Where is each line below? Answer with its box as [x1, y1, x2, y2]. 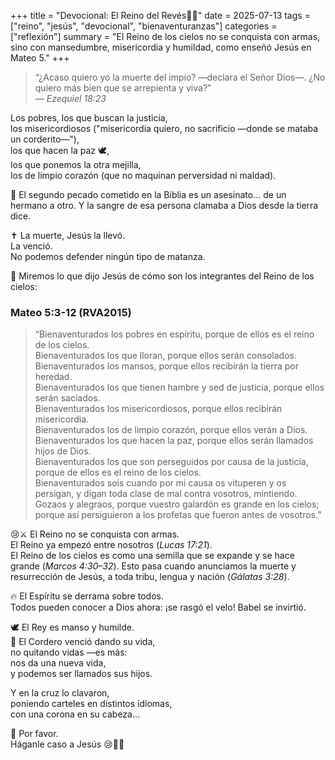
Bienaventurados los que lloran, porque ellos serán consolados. [34, 350, 297, 362]
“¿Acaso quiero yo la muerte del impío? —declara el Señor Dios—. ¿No [34, 71, 326, 83]
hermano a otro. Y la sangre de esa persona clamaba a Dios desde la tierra [10, 200, 319, 211]
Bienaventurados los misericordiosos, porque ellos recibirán [34, 403, 283, 415]
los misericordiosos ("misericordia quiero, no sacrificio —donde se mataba [10, 123, 319, 134]
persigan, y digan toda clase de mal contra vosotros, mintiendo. [34, 488, 298, 500]
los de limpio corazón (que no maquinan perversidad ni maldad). [10, 170, 277, 181]
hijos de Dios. [34, 445, 92, 457]
